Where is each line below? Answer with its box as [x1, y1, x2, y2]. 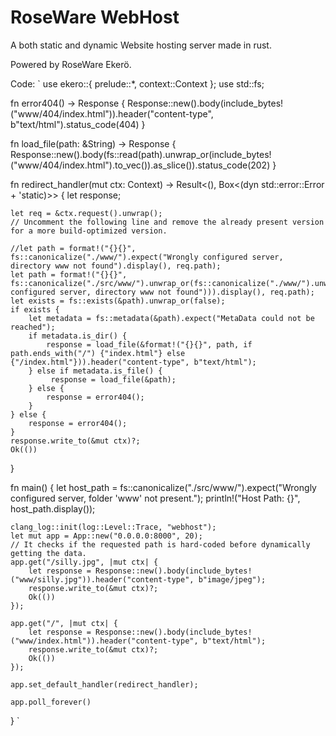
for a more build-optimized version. [10, 226, 168, 236]
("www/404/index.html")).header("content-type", [10, 107, 214, 120]
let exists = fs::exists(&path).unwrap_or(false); [10, 296, 226, 306]
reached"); [10, 322, 56, 332]
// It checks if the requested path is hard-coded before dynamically [10, 539, 311, 550]
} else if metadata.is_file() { [28, 366, 163, 376]
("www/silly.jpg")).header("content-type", [10, 574, 195, 585]
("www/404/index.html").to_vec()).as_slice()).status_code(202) [10, 159, 271, 171]
